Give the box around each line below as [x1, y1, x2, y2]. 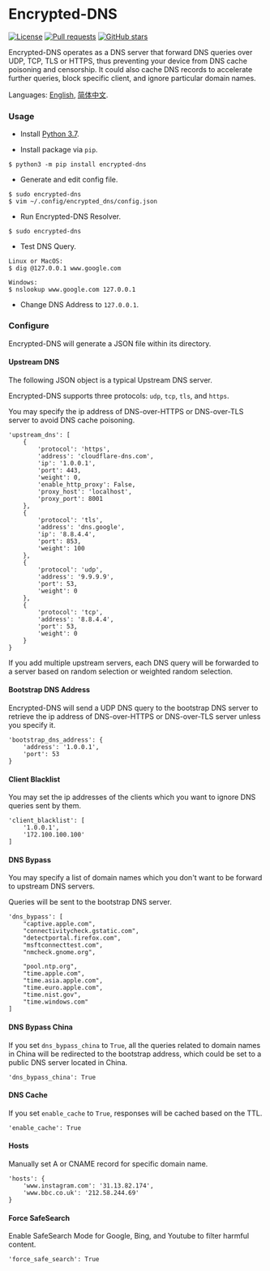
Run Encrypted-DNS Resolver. [19, 212, 122, 221]
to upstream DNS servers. [8, 881, 96, 892]
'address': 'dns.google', [37, 523, 126, 531]
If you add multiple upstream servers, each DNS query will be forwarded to [8, 657, 259, 667]
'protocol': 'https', [37, 445, 111, 453]
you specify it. [8, 720, 56, 730]
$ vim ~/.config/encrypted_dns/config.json [8, 198, 158, 206]
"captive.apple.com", [23, 920, 96, 928]
